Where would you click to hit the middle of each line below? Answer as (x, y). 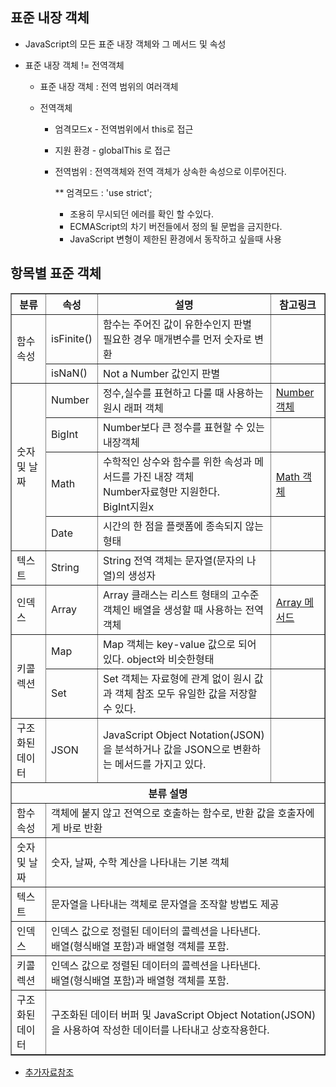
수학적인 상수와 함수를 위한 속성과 (177, 461)
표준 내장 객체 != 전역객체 (74, 65)
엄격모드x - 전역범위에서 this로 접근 (124, 129)
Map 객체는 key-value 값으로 (169, 644)
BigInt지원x (128, 506)
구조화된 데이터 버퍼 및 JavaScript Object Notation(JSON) (184, 1015)
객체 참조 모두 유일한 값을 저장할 (186, 693)
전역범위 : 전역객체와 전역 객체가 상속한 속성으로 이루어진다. (170, 171)
